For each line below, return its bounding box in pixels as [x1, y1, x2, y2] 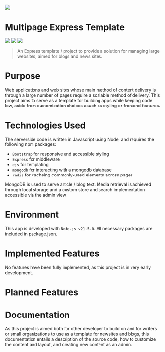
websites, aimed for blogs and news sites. [17, 53, 102, 59]
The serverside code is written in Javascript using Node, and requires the [5, 136, 154, 142]
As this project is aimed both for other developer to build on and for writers [5, 325, 157, 331]
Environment [5, 210, 59, 220]
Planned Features [5, 286, 79, 298]
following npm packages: [5, 141, 57, 147]
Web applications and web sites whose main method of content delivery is [5, 87, 156, 93]
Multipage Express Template [5, 22, 125, 33]
